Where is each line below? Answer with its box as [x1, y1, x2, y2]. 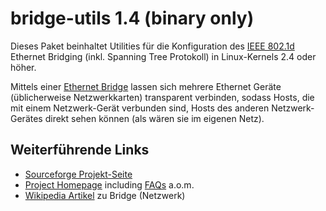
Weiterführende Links [10, 142, 150, 159]
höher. [10, 61, 37, 73]
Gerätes [10, 112, 43, 124]
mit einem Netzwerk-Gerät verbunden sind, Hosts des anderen [10, 102, 270, 114]
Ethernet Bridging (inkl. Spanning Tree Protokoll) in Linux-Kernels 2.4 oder [10, 50, 317, 62]
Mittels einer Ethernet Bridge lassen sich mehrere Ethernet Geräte [10, 80, 282, 92]
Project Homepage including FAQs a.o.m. [24, 178, 195, 191]
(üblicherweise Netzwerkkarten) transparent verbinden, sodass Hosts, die [10, 91, 315, 103]
